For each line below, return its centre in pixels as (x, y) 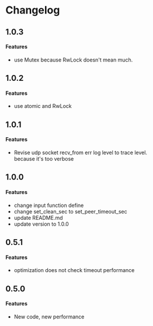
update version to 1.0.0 (41, 224)
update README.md (38, 218)
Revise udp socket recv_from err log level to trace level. (80, 152)
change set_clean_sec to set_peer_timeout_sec (70, 211)
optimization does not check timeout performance (74, 270)
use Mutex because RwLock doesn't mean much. (73, 60)
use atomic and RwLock (43, 106)
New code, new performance (49, 317)
